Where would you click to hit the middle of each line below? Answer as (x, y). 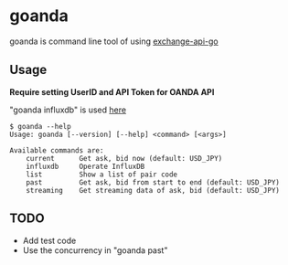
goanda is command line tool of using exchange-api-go (114, 41)
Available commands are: (57, 150)
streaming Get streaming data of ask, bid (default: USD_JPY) (153, 190)
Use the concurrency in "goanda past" (95, 250)
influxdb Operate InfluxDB (85, 166)
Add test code (49, 240)
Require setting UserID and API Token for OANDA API (112, 91)
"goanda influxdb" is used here (68, 110)
